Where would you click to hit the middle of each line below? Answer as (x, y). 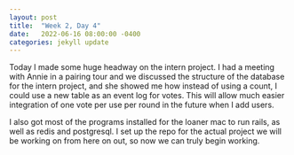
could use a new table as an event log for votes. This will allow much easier (147, 96)
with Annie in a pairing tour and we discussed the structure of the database (147, 77)
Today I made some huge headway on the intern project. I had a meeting (142, 67)
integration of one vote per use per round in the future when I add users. (142, 105)
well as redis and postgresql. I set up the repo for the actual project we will (146, 132)
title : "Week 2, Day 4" (55, 26)
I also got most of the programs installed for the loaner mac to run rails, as (145, 122)
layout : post (33, 17)
